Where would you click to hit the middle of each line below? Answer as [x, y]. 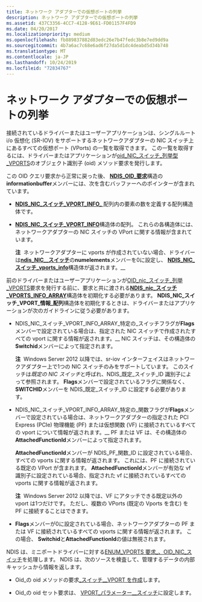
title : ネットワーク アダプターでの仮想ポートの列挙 [64, 12]
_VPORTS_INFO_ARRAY [36, 296]
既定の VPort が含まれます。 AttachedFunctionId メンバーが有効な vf [106, 468]
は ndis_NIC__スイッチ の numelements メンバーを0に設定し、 [91, 260]
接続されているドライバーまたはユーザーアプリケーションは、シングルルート [101, 133]
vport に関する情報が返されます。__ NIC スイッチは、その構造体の [114, 339]
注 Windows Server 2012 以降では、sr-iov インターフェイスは [92, 359]
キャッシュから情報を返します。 [46, 567]
